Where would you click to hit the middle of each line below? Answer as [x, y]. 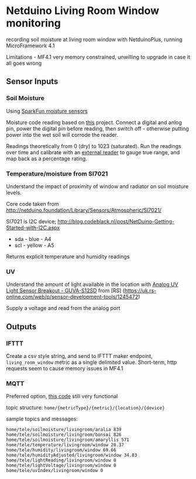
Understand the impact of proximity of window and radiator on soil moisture [97, 186]
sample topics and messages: [42, 419]
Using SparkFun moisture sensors [47, 111]
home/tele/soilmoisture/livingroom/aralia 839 [64, 430]
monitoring [34, 23]
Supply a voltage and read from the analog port [63, 308]
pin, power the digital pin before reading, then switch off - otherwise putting [97, 128]
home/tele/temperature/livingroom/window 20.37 [65, 445]
